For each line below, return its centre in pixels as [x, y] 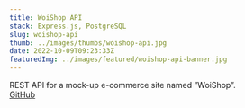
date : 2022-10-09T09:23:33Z [62, 51]
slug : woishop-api [44, 34]
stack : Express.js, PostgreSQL [68, 26]
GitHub [23, 94]
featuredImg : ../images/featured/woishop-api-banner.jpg [118, 59]
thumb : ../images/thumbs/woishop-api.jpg [88, 43]
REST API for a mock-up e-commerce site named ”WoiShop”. [122, 85]
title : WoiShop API [46, 18]
